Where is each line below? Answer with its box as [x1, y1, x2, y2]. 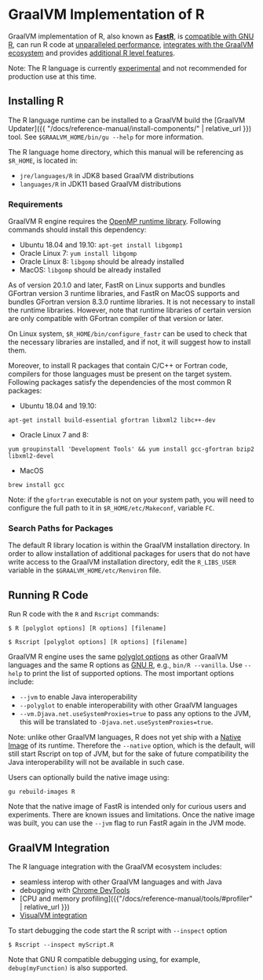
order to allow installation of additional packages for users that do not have [8, 549, 250, 558]
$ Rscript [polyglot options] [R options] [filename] [8, 638, 188, 646]
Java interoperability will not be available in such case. [8, 758, 184, 767]
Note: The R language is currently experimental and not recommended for [8, 63, 247, 72]
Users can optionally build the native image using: [8, 773, 170, 782]
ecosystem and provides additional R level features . [8, 48, 175, 57]
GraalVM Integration [8, 841, 110, 854]
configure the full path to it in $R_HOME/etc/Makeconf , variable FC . [8, 503, 214, 513]
